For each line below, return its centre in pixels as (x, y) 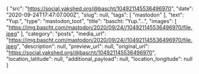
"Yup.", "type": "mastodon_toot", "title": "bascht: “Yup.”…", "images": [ (91, 21)
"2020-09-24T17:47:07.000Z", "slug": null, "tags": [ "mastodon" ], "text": (95, 15)
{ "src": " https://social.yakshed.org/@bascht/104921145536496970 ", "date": (100, 9)
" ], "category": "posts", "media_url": (61, 34)
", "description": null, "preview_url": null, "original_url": (83, 46)
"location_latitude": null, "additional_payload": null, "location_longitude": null (99, 59)
